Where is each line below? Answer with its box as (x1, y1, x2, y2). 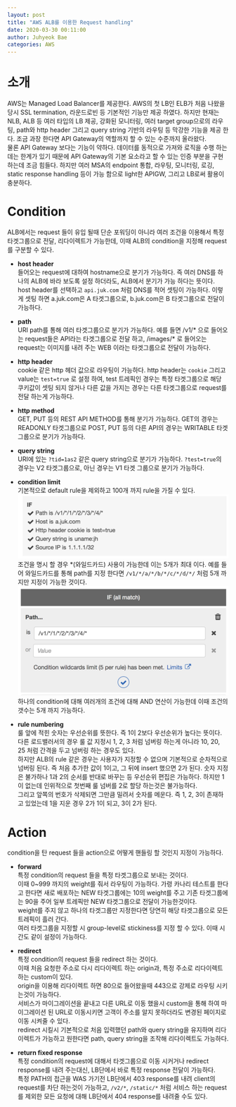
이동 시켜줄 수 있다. (17, 1017, 70, 1025)
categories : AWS (7, 41, 55, 49)
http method (17, 406, 55, 415)
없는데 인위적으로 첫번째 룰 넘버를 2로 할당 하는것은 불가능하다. (25, 781, 198, 790)
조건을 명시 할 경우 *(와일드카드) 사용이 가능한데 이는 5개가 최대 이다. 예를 (17, 561, 220, 569)
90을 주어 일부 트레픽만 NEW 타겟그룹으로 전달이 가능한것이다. (25, 898, 197, 906)
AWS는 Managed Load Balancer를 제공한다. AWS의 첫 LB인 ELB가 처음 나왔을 (7, 99, 225, 108)
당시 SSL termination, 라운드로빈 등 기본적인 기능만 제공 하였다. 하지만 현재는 (7, 108, 220, 116)
